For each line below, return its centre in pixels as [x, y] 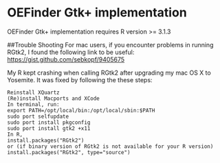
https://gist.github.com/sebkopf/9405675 [66, 59]
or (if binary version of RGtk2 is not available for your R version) [110, 146]
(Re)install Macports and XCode [53, 98]
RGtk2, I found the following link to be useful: [71, 52]
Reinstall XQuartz [33, 92]
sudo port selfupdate [38, 116]
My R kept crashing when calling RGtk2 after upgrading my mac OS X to [109, 73]
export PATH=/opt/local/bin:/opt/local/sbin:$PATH [81, 110]
